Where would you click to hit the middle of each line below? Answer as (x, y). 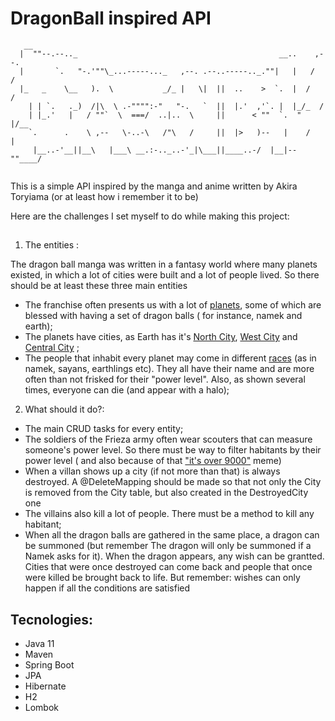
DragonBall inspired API (111, 18)
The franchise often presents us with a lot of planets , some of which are (173, 305)
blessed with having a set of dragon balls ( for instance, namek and (163, 316)
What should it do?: (64, 409)
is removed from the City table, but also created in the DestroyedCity (166, 493)
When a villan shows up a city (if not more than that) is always (152, 471)
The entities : (52, 245)
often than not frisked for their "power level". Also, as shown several (165, 379)
